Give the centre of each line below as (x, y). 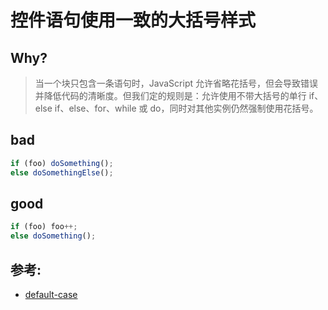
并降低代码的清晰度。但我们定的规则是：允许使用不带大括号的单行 (170, 95)
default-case (51, 294)
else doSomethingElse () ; (62, 172)
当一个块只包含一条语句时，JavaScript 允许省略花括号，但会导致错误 (176, 83)
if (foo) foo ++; (44, 227)
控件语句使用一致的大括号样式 (133, 20)
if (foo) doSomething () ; (62, 163)
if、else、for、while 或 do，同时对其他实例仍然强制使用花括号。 (186, 108)
